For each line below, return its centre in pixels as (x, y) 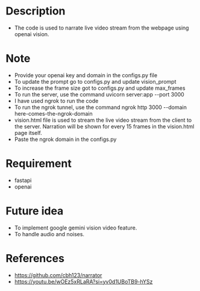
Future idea (35, 211)
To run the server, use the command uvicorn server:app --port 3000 (99, 94)
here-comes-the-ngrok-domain (53, 113)
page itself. (28, 133)
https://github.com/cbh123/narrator (58, 275)
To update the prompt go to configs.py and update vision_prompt (95, 81)
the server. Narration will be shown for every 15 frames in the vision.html (104, 126)
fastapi (23, 180)
